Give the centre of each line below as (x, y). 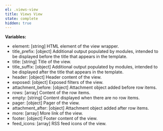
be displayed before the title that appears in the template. (70, 57)
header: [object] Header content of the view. (57, 77)
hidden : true (18, 23)
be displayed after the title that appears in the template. (68, 72)
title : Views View (24, 14)
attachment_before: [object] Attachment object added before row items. (84, 87)
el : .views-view (21, 9)
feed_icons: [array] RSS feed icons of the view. (59, 124)
